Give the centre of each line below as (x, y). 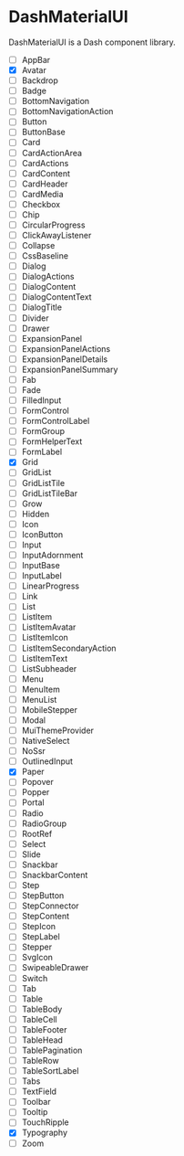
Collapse (38, 246)
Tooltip (35, 1112)
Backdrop (40, 80)
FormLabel (42, 452)
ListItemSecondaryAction (69, 648)
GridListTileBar (50, 493)
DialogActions (48, 277)
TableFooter (44, 1029)
